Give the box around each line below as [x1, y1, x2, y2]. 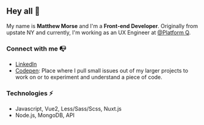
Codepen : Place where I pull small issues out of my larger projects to [15, 67, 188, 74]
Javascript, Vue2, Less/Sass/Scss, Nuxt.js [15, 105, 122, 113]
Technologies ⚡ [6, 89, 54, 98]
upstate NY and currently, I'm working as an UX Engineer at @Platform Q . [6, 29, 191, 36]
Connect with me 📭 [6, 44, 67, 52]
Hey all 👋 [6, 6, 40, 16]
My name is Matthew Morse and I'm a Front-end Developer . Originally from [6, 22, 199, 29]
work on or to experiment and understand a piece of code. [15, 74, 163, 81]
